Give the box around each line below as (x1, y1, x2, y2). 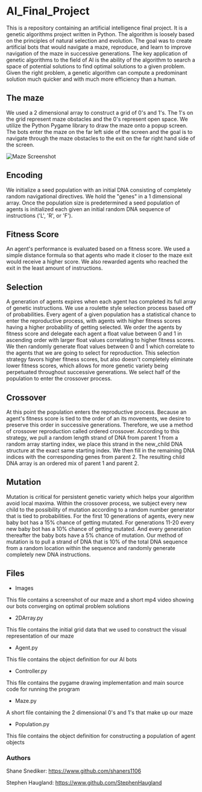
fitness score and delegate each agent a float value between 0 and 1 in (6, 330, 182, 337)
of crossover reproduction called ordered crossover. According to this (6, 428, 180, 435)
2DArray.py (14, 614, 43, 621)
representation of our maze (6, 632, 74, 639)
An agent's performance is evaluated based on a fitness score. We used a (6, 246, 190, 253)
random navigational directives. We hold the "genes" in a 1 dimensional (6, 192, 183, 200)
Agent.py (14, 644, 38, 651)
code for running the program (6, 685, 80, 692)
